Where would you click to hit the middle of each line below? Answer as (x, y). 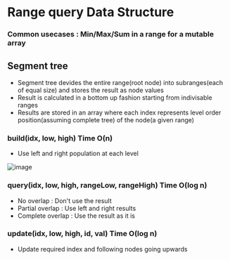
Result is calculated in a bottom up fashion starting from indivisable (115, 97)
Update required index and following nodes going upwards (102, 249)
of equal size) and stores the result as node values (90, 90)
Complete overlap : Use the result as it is (76, 216)
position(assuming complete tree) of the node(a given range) (106, 119)
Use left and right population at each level (78, 154)
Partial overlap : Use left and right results (77, 208)
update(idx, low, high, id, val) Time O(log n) (82, 234)
